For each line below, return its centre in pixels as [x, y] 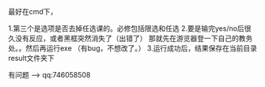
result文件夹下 [32, 58]
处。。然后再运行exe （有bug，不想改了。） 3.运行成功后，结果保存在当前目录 [133, 48]
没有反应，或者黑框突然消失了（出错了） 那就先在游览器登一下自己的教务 [134, 38]
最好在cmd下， [33, 11]
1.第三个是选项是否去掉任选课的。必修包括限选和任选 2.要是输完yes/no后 [127, 28]
